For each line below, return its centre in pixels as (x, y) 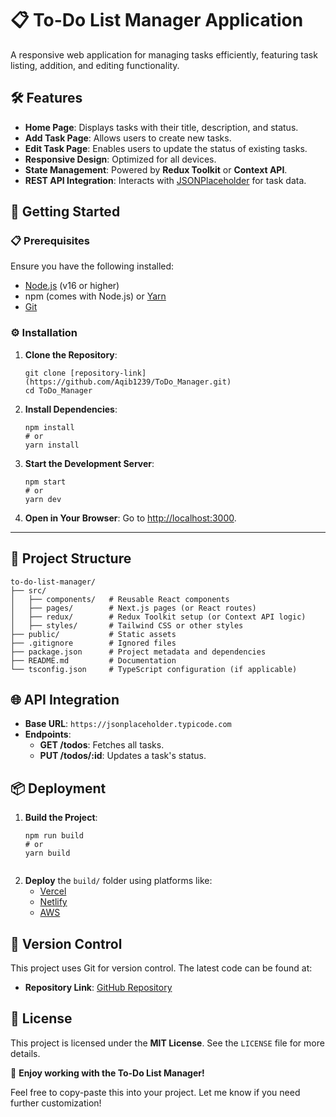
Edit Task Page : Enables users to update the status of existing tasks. (166, 148)
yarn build (47, 853)
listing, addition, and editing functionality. (95, 65)
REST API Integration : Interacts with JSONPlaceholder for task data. (165, 180)
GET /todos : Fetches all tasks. (102, 745)
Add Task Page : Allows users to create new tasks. (128, 138)
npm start (45, 482)
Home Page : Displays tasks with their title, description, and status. (161, 127)
